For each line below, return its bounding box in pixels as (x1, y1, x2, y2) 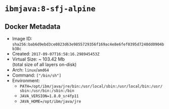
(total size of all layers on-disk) (12, 62, 77, 67)
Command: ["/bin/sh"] (12, 72, 62, 78)
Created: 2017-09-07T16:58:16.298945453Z (12, 51, 100, 57)
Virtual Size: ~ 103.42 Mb (12, 56, 65, 62)
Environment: (12, 78, 40, 83)
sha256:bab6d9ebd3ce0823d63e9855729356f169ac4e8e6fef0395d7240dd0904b (12, 42, 164, 47)
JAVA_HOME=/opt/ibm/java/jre (19, 99, 81, 104)
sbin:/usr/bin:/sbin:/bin (19, 88, 74, 93)
